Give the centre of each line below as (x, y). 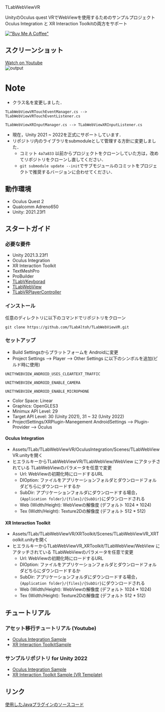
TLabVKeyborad (29, 282)
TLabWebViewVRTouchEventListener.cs (43, 116)
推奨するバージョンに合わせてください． (74, 172)
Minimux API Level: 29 (35, 411)
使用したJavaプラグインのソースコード (44, 705)
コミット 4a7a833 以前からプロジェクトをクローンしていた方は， (85, 153)
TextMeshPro (26, 271)
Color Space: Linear (33, 400)
